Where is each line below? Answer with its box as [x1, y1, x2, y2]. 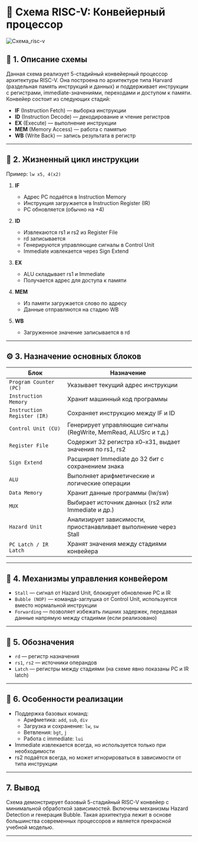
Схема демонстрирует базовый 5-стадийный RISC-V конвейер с [6, 798, 169, 805]
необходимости [14, 747, 55, 755]
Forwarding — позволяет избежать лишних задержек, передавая [14, 608, 177, 615]
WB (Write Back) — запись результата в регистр [14, 132, 136, 139]
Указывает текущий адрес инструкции [67, 381, 178, 389]
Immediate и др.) [67, 506, 114, 514]
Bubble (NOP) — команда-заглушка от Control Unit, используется [14, 596, 177, 603]
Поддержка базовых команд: [14, 710, 89, 717]
